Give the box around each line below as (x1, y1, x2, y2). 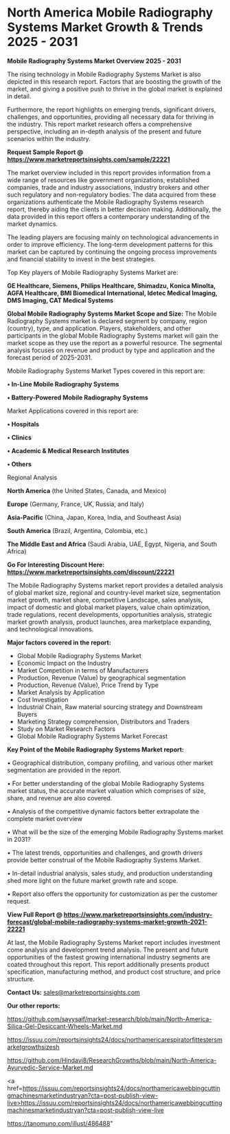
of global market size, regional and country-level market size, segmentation (7, 588, 221, 596)
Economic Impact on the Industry (16, 659, 111, 667)
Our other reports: (7, 1001, 60, 1010)
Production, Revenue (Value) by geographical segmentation (16, 673, 187, 682)
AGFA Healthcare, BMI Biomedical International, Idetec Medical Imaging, (7, 289, 218, 297)
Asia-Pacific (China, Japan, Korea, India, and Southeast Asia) (7, 513, 182, 521)
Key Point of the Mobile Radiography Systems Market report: (7, 745, 184, 754)
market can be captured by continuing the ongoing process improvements (7, 248, 218, 256)
